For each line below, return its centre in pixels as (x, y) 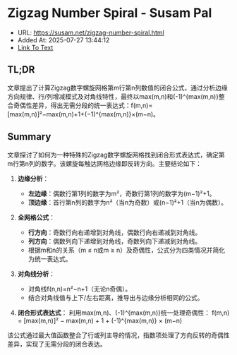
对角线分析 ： (36, 274)
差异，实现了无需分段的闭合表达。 (57, 344)
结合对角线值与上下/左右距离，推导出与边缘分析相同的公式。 (116, 297)
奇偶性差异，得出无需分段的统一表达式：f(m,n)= (83, 105)
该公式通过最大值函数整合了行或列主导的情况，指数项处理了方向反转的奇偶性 (119, 335)
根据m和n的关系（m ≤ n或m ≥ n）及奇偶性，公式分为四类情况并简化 (127, 250)
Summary (29, 137)
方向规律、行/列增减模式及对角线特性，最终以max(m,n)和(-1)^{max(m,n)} (113, 96)
